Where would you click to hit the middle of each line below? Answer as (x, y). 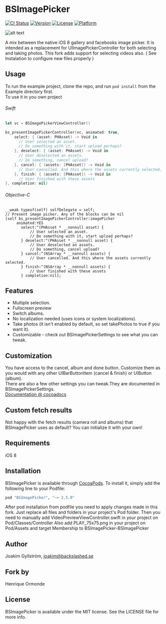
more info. (16, 617)
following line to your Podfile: (35, 488)
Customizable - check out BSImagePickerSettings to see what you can (85, 335)
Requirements (27, 443)
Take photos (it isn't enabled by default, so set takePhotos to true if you (86, 324)
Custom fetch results (39, 410)
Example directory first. (29, 92)
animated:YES (30, 223)
